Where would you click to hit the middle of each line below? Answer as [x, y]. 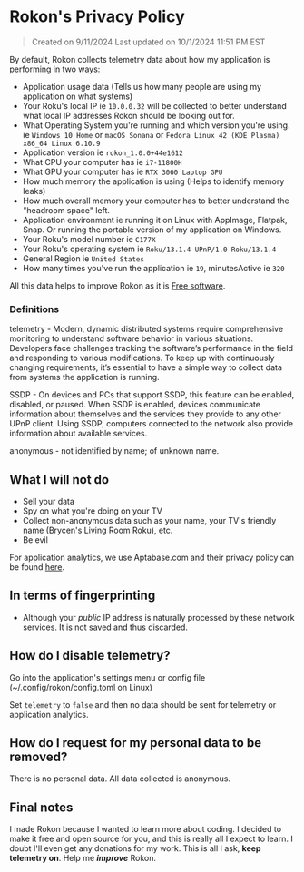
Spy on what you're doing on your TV [93, 511]
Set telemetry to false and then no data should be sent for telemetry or [143, 704]
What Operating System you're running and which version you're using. [156, 125]
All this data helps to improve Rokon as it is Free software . [118, 285]
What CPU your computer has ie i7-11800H [102, 162]
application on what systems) [78, 96]
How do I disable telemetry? [90, 656]
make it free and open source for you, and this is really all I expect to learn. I [151, 839]
